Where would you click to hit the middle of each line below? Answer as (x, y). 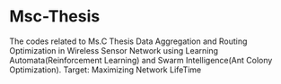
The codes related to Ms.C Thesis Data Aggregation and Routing (128, 41)
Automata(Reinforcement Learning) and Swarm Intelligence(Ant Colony (141, 60)
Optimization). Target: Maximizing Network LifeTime (105, 70)
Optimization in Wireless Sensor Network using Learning (114, 50)
